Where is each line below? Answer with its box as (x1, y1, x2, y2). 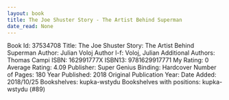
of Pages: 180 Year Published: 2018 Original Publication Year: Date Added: (7, 71, 217, 79)
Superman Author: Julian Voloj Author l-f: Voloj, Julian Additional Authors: (7, 49, 215, 57)
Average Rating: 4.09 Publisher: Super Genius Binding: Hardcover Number (7, 63, 217, 72)
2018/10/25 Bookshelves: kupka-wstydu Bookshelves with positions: (7, 78, 201, 86)
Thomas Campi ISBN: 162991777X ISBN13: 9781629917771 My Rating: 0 (7, 56, 209, 64)
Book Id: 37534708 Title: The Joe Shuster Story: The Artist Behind (7, 42, 195, 50)
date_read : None (7, 23, 53, 29)
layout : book (7, 10, 45, 17)
